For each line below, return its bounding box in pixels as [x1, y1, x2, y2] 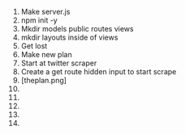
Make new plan [20, 50, 72, 59]
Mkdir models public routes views [20, 24, 134, 33]
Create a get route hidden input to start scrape [20, 67, 177, 76]
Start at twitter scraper [20, 58, 97, 68]
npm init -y [20, 15, 58, 25]
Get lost [20, 41, 48, 51]
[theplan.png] [20, 76, 67, 85]
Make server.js [20, 7, 71, 16]
